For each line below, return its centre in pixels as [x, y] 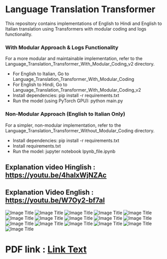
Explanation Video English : [49, 193]
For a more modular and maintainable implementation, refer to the [74, 59]
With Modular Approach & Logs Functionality [62, 47]
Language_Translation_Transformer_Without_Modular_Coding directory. [80, 130]
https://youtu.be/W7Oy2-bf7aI [55, 200]
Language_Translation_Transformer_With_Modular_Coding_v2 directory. [80, 64]
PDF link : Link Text [46, 249]
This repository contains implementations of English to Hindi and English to [84, 23]
